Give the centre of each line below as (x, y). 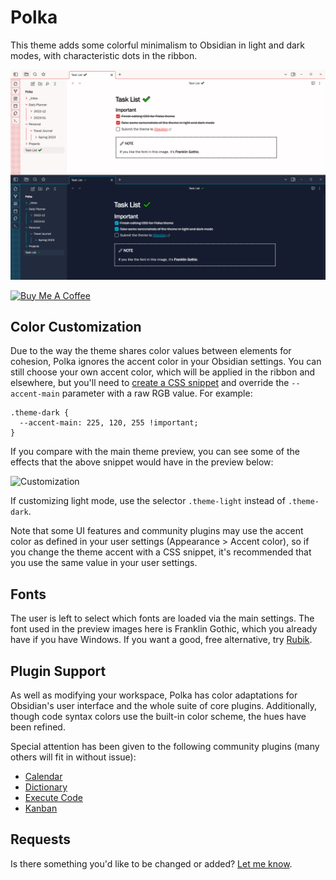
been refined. (38, 727)
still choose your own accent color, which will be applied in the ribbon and (163, 372)
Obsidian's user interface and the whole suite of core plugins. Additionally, (163, 706)
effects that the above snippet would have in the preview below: (142, 462)
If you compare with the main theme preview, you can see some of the (155, 452)
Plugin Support (58, 671)
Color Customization (76, 327)
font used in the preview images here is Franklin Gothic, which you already (164, 629)
